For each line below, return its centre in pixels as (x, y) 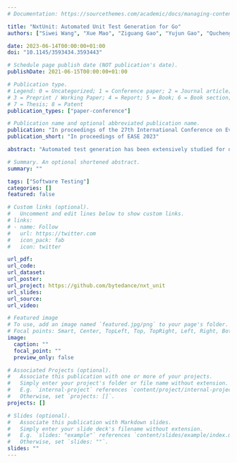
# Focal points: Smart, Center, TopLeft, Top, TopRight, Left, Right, (113, 331)
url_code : (22, 266)
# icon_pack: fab (36, 240)
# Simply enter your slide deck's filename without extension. (105, 429)
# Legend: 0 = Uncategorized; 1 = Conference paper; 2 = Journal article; (120, 91)
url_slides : (25, 292)
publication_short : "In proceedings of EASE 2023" (83, 137)
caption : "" (31, 344)
